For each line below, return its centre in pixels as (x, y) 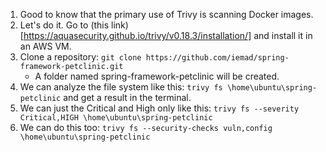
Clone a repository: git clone (80, 57)
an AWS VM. (45, 46)
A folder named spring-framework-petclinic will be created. (157, 76)
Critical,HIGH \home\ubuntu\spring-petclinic (116, 118)
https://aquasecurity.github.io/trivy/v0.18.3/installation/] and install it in (168, 35)
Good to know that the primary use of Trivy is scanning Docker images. (166, 14)
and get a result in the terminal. (127, 97)
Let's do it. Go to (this (64, 25)
